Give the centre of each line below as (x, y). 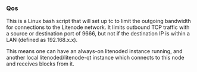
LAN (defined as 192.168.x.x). (42, 40)
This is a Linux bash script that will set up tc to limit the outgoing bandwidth (99, 21)
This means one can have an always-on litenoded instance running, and (94, 51)
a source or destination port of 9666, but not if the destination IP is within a (98, 34)
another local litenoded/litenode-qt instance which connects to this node (95, 58)
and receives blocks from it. (40, 64)
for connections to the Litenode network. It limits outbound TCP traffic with (98, 27)
